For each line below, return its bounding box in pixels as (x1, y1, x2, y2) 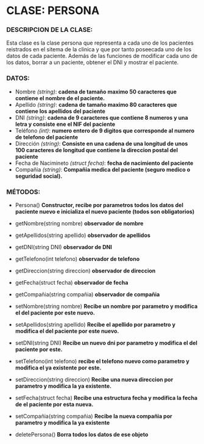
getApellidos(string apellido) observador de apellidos (15, 231, 151, 239)
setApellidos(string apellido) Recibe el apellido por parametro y (15, 321, 175, 329)
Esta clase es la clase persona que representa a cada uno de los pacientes (6, 39, 194, 46)
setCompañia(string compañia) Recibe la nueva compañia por (15, 413, 172, 420)
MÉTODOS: (6, 187, 41, 196)
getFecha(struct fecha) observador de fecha (15, 279, 128, 286)
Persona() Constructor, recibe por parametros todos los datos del (15, 202, 184, 209)
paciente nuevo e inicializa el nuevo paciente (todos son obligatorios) (15, 208, 195, 216)
